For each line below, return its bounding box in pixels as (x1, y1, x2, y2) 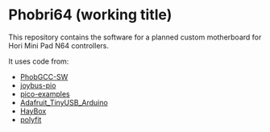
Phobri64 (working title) (8, 6, 172, 24)
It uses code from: (8, 56, 69, 66)
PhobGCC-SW (19, 72, 69, 81)
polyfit (19, 114, 42, 124)
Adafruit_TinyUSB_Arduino (19, 97, 109, 107)
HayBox (19, 106, 47, 116)
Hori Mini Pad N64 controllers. (8, 40, 110, 50)
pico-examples (19, 89, 70, 98)
